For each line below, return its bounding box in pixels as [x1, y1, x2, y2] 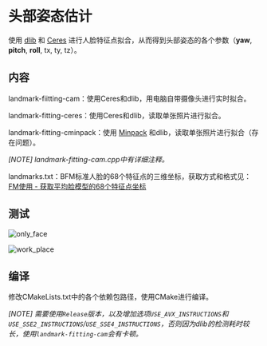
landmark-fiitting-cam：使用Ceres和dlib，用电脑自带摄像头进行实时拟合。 [8, 93, 251, 103]
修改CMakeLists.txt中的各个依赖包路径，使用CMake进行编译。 [8, 292, 214, 302]
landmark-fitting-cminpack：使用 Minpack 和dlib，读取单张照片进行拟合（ [8, 127, 253, 137]
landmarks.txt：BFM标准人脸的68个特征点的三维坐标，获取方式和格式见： [8, 171, 252, 181]
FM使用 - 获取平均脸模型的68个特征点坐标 [8, 181, 147, 191]
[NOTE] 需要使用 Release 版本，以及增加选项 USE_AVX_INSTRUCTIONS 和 [8, 309, 229, 319]
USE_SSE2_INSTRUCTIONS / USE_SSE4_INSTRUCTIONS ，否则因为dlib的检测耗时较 [8, 319, 249, 328]
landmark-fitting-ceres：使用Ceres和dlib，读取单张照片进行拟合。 [8, 110, 226, 120]
